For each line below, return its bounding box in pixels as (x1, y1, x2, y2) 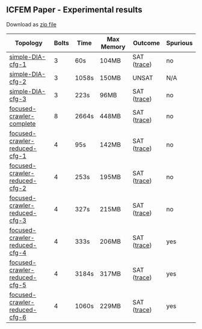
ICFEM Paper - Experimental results (6, 5, 142, 15)
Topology (14, 38, 43, 47)
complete (9, 119, 36, 128)
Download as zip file (6, 20, 57, 28)
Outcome (133, 38, 161, 47)
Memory (100, 42, 126, 50)
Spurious (166, 38, 193, 47)
